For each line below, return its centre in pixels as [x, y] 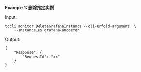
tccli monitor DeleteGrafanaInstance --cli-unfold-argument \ [71, 26]
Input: [11, 17]
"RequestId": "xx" [41, 57]
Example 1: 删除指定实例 [30, 7]
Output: [13, 39]
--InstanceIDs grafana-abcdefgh [47, 30]
